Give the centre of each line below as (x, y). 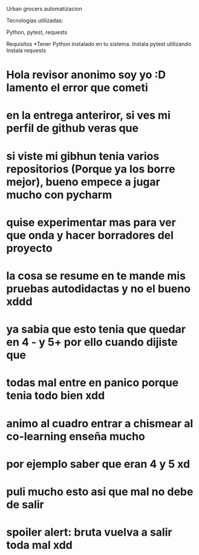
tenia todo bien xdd (56, 396)
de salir (25, 504)
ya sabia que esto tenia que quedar (96, 329)
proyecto (29, 248)
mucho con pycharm (59, 195)
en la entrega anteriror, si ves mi (88, 115)
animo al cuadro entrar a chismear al (100, 423)
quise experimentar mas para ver (91, 222)
